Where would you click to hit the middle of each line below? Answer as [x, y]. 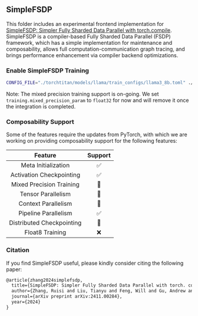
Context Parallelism [45, 204]
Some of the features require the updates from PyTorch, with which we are [97, 134]
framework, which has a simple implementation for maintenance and [89, 42]
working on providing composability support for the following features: [92, 141]
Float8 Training [45, 232]
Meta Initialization [45, 166]
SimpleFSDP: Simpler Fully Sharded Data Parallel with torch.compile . [89, 30]
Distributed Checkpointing [45, 223]
